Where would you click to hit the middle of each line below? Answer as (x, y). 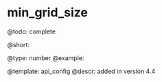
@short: (18, 44)
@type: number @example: (46, 58)
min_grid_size (47, 13)
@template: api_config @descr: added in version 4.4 (81, 71)
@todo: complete (32, 31)
